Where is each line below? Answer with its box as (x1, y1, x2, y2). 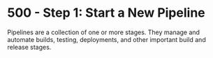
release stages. (7, 43, 52, 51)
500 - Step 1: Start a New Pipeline (7, 5, 205, 21)
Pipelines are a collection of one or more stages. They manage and (7, 28, 200, 36)
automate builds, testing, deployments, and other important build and (7, 35, 206, 43)
